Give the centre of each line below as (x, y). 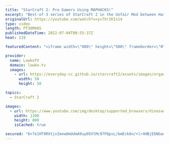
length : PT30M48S (23, 28)
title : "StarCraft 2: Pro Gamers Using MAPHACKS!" (59, 10)
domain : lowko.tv (28, 65)
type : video (18, 24)
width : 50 (29, 79)
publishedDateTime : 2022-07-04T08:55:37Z (49, 33)
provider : (16, 55)
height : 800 (27, 120)
